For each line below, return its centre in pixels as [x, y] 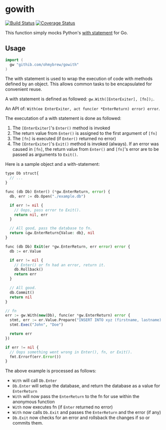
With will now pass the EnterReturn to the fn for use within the [76, 397]
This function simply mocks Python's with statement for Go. [67, 32]
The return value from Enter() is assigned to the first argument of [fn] [85, 133]
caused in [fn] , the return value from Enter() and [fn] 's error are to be [85, 149]
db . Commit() [22, 292]
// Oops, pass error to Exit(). [48, 210]
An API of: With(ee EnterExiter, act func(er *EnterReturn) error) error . [83, 109]
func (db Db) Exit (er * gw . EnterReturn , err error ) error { [68, 246]
